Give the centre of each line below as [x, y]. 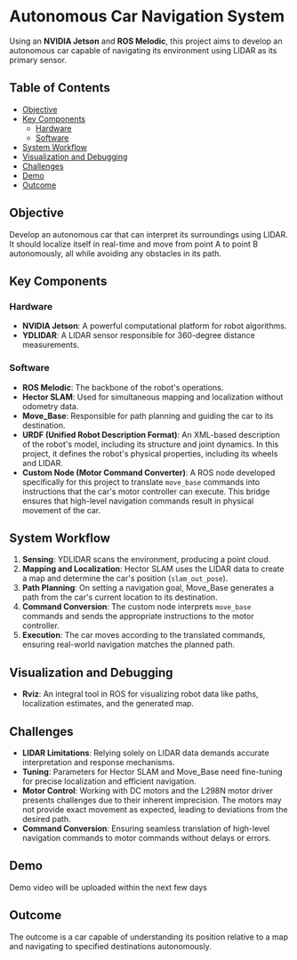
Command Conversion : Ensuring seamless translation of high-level [145, 828]
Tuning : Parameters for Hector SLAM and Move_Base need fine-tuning [152, 771]
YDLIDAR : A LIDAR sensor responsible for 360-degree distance [139, 335]
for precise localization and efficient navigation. [109, 781]
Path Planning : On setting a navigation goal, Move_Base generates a [148, 588]
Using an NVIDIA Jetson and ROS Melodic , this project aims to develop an [146, 41]
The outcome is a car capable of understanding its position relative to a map [149, 937]
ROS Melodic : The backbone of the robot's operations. [123, 387]
